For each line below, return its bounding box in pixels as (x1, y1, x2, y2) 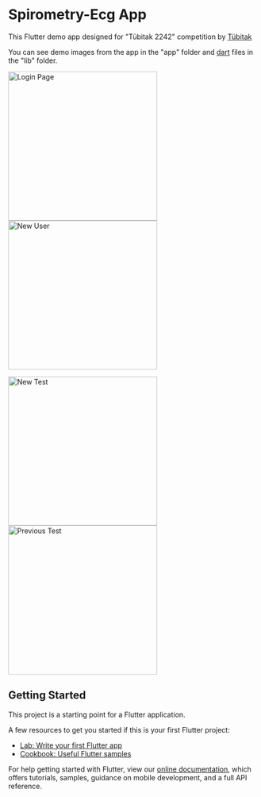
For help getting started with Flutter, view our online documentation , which (8, 764, 252, 774)
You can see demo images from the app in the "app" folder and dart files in (8, 47, 254, 56)
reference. (8, 781, 42, 791)
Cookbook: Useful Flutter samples (19, 749, 132, 758)
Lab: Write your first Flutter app (19, 741, 123, 750)
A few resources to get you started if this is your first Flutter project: (8, 725, 230, 734)
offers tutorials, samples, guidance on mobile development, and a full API (8, 772, 248, 782)
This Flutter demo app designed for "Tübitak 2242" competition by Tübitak (8, 32, 252, 41)
